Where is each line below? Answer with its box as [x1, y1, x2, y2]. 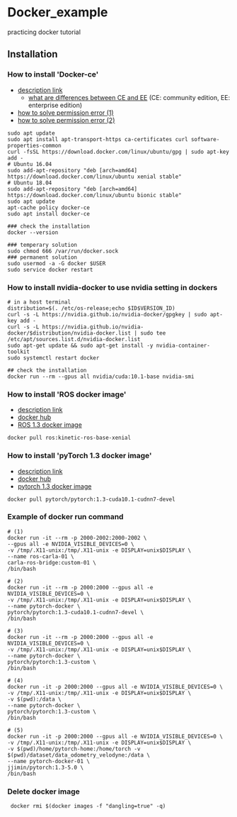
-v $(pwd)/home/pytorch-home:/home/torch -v [7, 745, 141, 752]
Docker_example [7, 4, 108, 21]
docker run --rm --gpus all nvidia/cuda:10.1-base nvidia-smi [7, 373, 195, 380]
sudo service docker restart [7, 266, 93, 273]
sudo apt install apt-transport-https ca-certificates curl [7, 135, 189, 143]
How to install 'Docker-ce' [7, 70, 99, 79]
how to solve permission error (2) [17, 116, 115, 124]
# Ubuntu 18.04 [7, 179, 52, 187]
